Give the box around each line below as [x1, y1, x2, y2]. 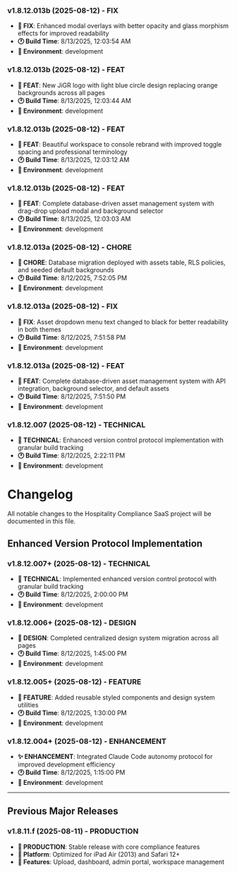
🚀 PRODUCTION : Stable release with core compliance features [17, 842, 200, 851]
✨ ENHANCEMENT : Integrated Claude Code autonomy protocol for [17, 752, 213, 760]
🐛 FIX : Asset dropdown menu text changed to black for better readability [17, 317, 229, 326]
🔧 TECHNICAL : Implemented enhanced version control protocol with [17, 575, 217, 583]
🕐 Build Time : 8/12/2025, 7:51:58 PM [17, 333, 126, 341]
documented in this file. [7, 517, 76, 525]
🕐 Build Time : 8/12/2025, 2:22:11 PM [17, 451, 126, 460]
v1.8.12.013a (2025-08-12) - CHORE [7, 243, 133, 252]
